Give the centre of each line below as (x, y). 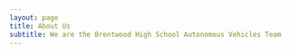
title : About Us (40, 26)
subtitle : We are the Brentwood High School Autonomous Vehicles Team (145, 34)
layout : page (34, 18)
